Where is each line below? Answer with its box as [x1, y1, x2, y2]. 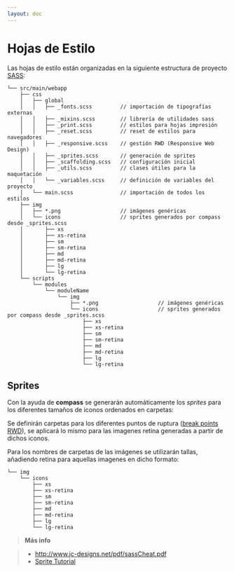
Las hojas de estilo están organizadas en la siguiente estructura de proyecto [7, 64, 228, 72]
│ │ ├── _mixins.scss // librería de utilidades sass [20, 115, 215, 123]
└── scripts [20, 275, 55, 282]
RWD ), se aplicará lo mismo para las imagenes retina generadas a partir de [7, 427, 223, 435]
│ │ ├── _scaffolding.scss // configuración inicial [20, 158, 196, 165]
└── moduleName [44, 287, 90, 294]
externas [7, 109, 33, 116]
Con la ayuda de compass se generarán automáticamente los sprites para [7, 398, 222, 407]
